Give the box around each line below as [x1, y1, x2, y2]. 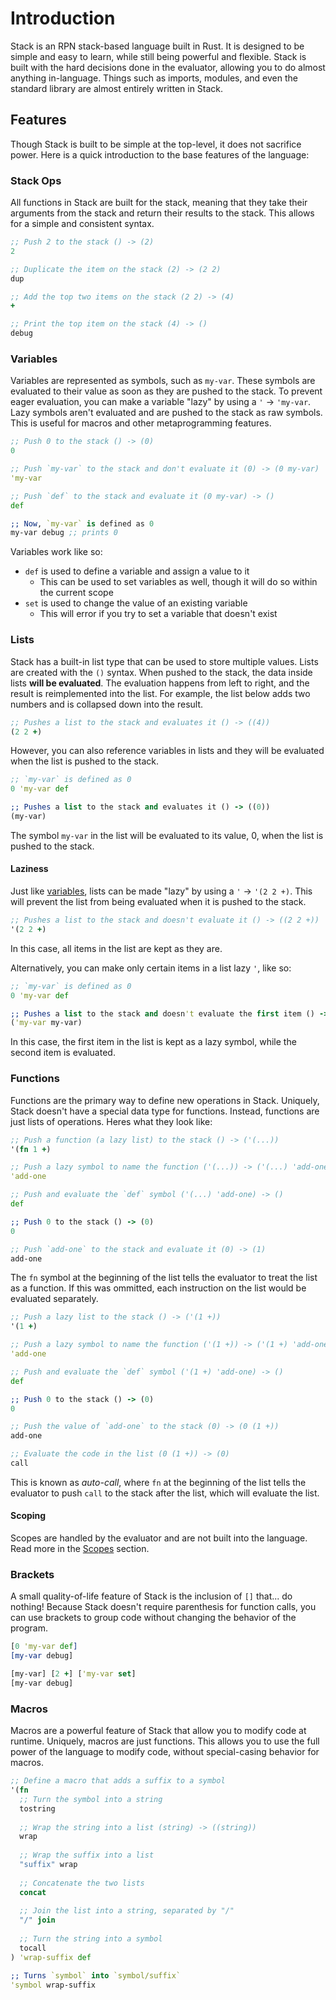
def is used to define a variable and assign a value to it [24, 565, 250, 577]
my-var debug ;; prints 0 [10, 528, 118, 538]
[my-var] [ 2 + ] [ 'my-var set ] [10, 1669, 137, 1679]
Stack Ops [10, 173, 62, 187]
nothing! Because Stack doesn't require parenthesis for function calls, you [10, 1601, 317, 1613]
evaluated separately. [10, 1293, 99, 1305]
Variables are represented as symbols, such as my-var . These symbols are [10, 375, 316, 387]
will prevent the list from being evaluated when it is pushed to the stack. [10, 896, 307, 908]
